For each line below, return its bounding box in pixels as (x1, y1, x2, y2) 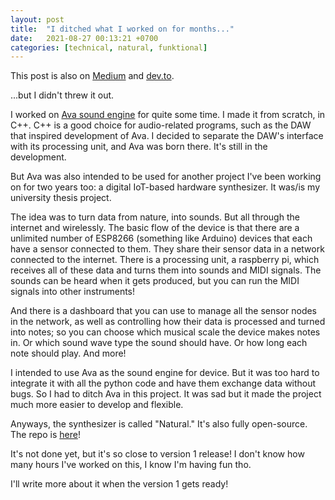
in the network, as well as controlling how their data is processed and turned (10, 316, 326, 328)
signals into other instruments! (10, 286, 136, 298)
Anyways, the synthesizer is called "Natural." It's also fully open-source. (10, 418, 308, 430)
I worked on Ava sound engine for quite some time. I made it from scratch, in (10, 109, 326, 121)
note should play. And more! (10, 347, 127, 360)
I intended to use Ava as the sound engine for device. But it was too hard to (10, 367, 320, 379)
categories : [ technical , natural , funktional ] (10, 42, 208, 53)
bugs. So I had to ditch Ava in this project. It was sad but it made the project (10, 388, 322, 400)
